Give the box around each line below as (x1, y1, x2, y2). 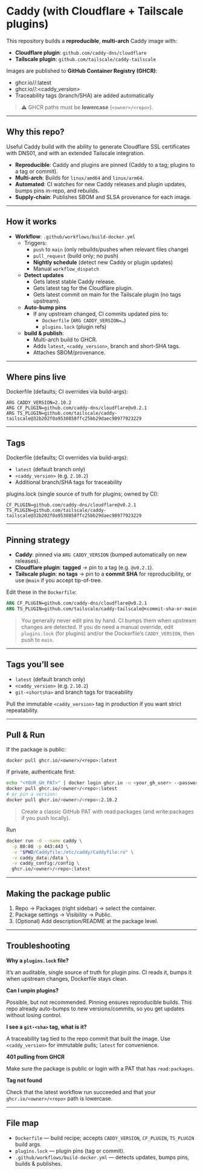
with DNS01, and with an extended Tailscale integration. (6, 149, 145, 156)
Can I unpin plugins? (6, 987, 59, 994)
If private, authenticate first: (6, 768, 76, 776)
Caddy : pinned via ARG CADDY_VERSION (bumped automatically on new (14, 551, 187, 558)
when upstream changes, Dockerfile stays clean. (6, 975, 128, 982)
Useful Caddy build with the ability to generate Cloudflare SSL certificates (6, 143, 190, 150)
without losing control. (6, 1011, 62, 1018)
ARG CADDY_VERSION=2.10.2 (6, 400, 71, 406)
